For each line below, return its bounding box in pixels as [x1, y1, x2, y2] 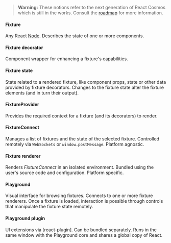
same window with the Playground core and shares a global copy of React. [5, 232, 162, 238]
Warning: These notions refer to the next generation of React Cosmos [17, 5, 166, 10]
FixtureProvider [5, 102, 39, 108]
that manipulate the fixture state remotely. [5, 204, 93, 210]
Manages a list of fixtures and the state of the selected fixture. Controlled [5, 136, 160, 142]
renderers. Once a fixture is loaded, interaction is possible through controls [5, 198, 163, 204]
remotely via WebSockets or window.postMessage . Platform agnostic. [5, 141, 144, 148]
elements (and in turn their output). [5, 89, 79, 96]
